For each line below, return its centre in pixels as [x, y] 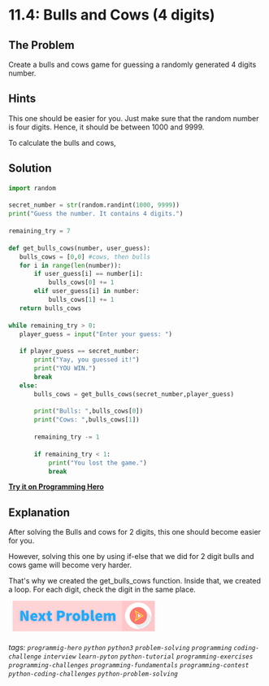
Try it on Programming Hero [56, 487]
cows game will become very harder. [70, 565]
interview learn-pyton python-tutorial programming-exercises [148, 657]
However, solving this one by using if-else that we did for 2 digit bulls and [131, 557]
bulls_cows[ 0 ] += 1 [81, 282]
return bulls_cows [50, 308]
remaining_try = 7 [39, 231]
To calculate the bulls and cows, [62, 142]
